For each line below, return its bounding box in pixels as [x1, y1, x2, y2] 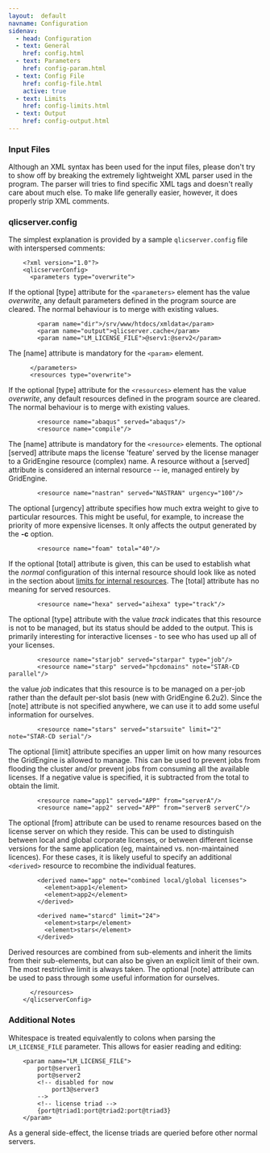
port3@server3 [51, 1085, 99, 1093]
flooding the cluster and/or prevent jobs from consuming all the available [8, 764, 250, 774]
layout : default [8, 11, 67, 20]
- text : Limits [15, 95, 67, 103]
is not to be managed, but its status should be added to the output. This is [8, 623, 254, 633]
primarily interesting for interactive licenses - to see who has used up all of [8, 632, 257, 642]
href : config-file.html [23, 79, 103, 87]
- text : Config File [15, 72, 85, 80]
